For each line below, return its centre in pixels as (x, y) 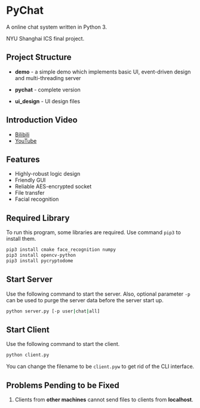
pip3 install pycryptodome (40, 260)
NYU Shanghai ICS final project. (45, 38)
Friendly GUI (30, 180)
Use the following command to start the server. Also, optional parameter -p (98, 294)
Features (23, 159)
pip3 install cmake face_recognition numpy (61, 250)
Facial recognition (37, 199)
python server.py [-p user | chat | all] (53, 311)
